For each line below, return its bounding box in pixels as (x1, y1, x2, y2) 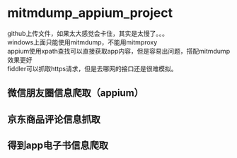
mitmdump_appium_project (7, 5, 173, 21)
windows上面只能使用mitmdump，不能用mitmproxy (7, 37, 158, 47)
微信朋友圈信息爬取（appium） (7, 87, 144, 99)
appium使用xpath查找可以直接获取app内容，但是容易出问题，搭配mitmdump (7, 47, 231, 55)
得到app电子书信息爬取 (7, 140, 108, 152)
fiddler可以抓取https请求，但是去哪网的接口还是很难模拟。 (7, 64, 178, 73)
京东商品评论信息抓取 (7, 113, 100, 125)
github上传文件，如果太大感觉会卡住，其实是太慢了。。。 (7, 29, 168, 37)
